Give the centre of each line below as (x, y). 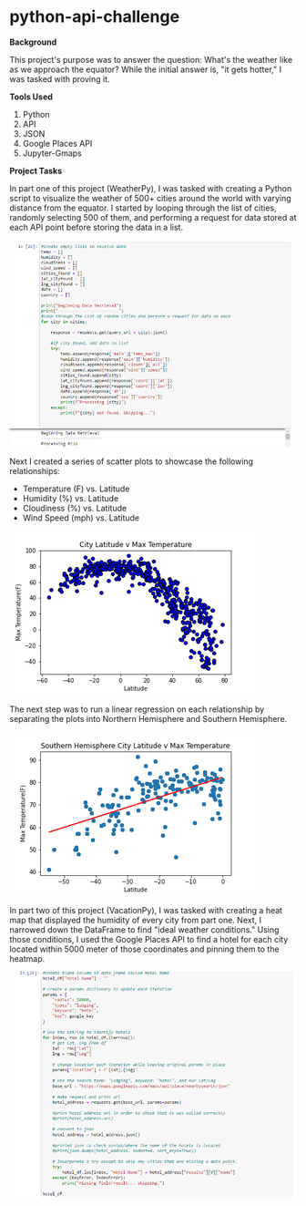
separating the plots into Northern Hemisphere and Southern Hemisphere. (148, 719)
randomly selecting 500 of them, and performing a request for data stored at (153, 217)
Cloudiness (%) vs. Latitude (75, 509)
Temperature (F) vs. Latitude (76, 489)
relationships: (35, 471)
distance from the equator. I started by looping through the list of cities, (143, 208)
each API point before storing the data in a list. (97, 227)
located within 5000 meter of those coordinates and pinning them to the (144, 949)
